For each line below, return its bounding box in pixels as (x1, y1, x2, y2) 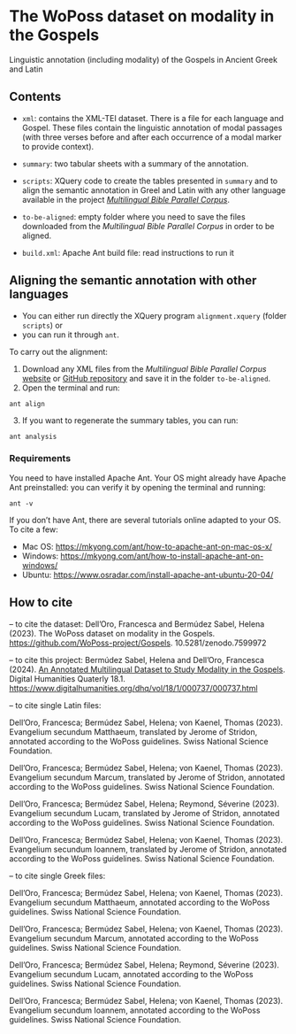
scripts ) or (21, 320, 64, 330)
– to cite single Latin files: (9, 699, 102, 710)
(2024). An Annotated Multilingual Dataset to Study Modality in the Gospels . (9, 664, 285, 675)
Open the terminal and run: (21, 382, 121, 393)
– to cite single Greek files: (9, 870, 106, 881)
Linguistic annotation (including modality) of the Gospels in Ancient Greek (9, 54, 278, 65)
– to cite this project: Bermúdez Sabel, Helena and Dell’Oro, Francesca (9, 654, 265, 665)
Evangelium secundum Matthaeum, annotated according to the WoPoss (9, 897, 270, 907)
